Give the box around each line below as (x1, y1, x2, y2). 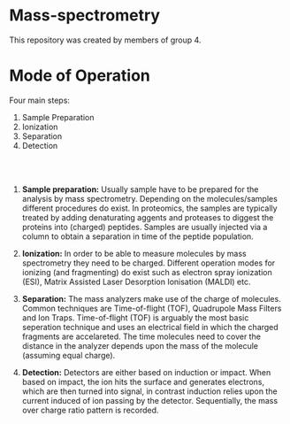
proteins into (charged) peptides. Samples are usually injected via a (21, 221, 268, 232)
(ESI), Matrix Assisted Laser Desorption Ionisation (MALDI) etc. (21, 276, 251, 287)
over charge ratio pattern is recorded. (21, 405, 159, 415)
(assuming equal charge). (21, 350, 116, 360)
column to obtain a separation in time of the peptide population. (21, 231, 254, 242)
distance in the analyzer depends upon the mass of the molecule (21, 340, 259, 351)
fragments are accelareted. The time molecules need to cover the (21, 331, 261, 342)
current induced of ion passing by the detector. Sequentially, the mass (21, 395, 279, 405)
